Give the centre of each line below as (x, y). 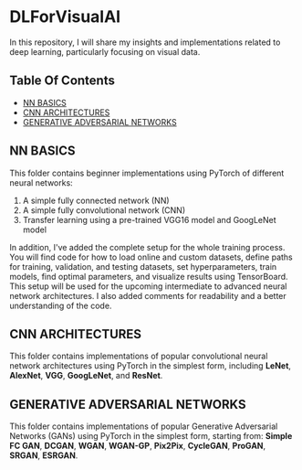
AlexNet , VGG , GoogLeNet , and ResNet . (86, 376)
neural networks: (41, 182)
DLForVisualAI (65, 17)
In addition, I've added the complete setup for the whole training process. (147, 247)
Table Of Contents (62, 81)
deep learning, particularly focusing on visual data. (105, 51)
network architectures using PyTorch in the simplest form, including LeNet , (151, 366)
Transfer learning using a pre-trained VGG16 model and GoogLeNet (149, 219)
